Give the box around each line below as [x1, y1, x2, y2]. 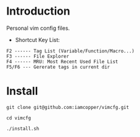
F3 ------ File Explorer [6, 53, 69, 59]
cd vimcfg [6, 114, 32, 121]
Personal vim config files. [6, 24, 70, 32]
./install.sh [6, 125, 40, 132]
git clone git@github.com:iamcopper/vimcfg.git [6, 104, 130, 110]
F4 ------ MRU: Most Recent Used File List [6, 58, 119, 65]
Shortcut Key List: [15, 36, 60, 43]
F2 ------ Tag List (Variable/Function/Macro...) [6, 47, 135, 54]
